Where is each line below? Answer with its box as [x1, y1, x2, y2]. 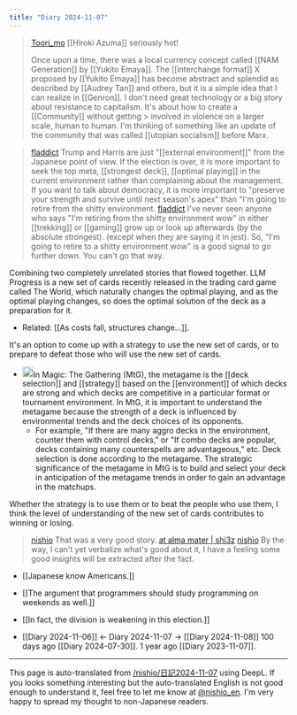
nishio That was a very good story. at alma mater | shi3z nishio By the [30, 534, 285, 545]
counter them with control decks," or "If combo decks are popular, [34, 434, 277, 445]
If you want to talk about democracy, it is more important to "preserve [30, 184, 286, 195]
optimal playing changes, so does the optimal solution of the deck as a [9, 296, 267, 306]
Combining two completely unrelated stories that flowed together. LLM [9, 267, 267, 278]
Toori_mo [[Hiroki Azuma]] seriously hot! [30, 37, 179, 48]
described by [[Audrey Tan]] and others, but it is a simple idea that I [30, 82, 278, 93]
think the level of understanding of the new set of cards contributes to [9, 508, 264, 519]
